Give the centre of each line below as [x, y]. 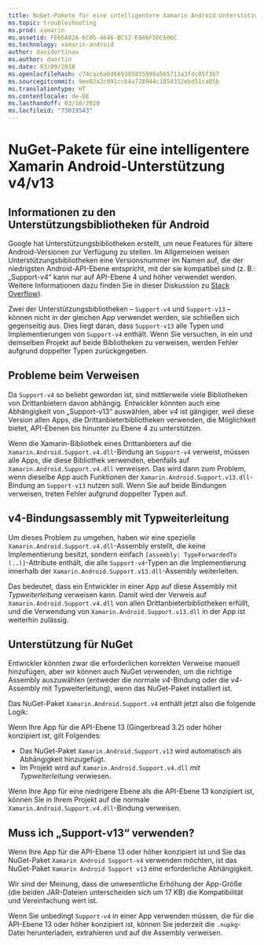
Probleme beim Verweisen [74, 376]
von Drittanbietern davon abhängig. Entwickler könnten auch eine [114, 403]
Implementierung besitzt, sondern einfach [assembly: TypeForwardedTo [123, 554]
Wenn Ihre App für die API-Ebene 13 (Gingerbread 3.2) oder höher [115, 727]
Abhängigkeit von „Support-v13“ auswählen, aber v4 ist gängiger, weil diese [131, 411]
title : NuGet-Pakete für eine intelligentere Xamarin [98, 15]
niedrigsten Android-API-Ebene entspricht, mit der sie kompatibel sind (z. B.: [132, 268]
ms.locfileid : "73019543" [50, 111]
